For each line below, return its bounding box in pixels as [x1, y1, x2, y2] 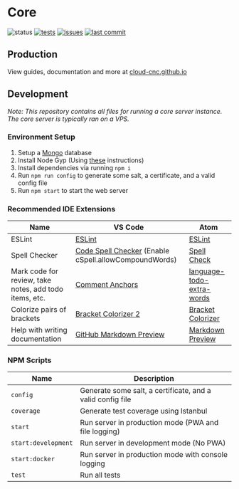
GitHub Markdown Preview [75, 330, 165, 340]
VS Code [113, 222, 144, 232]
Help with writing [11, 325, 68, 335]
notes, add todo [11, 284, 64, 294]
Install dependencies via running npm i [17, 163, 132, 172]
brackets [11, 314, 41, 324]
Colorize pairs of [11, 305, 67, 315]
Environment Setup [7, 132, 76, 142]
